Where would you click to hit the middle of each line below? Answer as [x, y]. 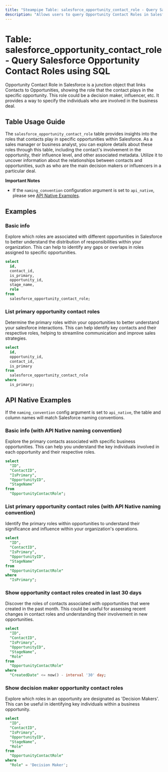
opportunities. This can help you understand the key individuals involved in [82, 447]
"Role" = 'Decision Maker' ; [39, 765]
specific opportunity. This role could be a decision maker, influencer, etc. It [82, 95]
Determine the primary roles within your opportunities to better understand [82, 322]
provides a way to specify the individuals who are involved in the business [81, 101]
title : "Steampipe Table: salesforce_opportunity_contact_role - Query [81, 10]
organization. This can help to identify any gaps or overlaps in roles [74, 247]
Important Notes [23, 181]
